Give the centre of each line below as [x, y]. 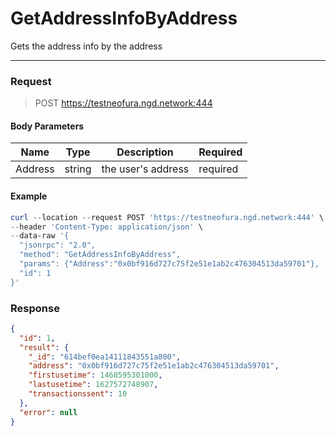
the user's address [145, 169]
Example [29, 196]
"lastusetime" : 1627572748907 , [93, 385]
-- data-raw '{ [40, 236]
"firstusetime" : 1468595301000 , [95, 375]
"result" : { [44, 347]
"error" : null [48, 412]
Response [35, 308]
